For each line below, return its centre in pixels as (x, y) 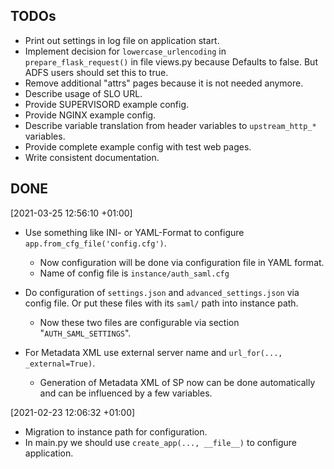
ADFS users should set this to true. (96, 72)
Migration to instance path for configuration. (116, 431)
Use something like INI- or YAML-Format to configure (134, 232)
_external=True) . (60, 363)
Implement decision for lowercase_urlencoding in (125, 51)
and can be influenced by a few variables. (126, 393)
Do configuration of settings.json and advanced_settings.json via (162, 292)
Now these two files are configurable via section (139, 322)
